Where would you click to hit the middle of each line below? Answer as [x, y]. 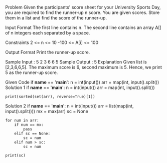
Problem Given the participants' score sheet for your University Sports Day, [83, 7]
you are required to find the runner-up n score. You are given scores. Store [82, 12]
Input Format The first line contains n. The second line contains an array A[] [83, 27]
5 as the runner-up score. [32, 72]
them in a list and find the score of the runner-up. [56, 18]
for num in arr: [22, 120]
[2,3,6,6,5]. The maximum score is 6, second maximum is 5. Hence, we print [83, 67]
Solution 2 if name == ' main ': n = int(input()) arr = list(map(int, [69, 106]
